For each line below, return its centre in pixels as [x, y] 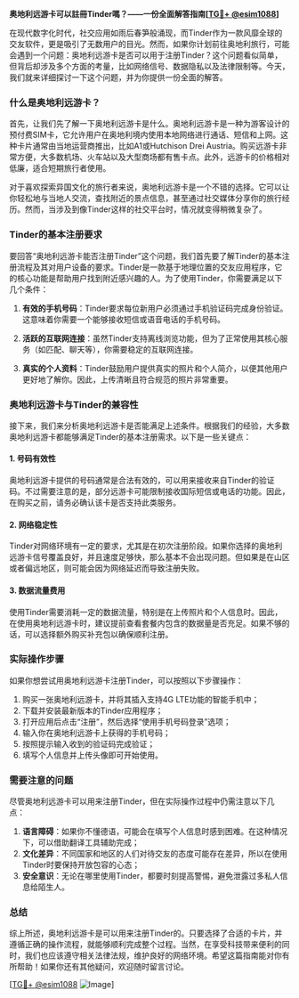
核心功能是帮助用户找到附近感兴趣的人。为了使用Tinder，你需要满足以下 [149, 278]
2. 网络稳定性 [33, 524]
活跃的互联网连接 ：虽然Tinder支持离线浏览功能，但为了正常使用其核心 [151, 338]
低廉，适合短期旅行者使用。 [60, 168]
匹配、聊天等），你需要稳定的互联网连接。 [122, 349]
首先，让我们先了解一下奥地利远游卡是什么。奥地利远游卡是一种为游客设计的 [149, 124]
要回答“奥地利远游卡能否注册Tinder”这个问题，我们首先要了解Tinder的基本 [145, 256]
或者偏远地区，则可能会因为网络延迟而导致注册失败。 [107, 568]
